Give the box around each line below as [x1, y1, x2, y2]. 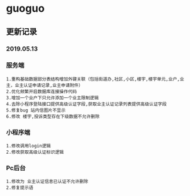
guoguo [6, 2, 45, 15]
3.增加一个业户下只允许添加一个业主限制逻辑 [6, 94, 99, 101]
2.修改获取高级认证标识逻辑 [6, 149, 65, 156]
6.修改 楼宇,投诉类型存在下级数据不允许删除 [6, 113, 100, 119]
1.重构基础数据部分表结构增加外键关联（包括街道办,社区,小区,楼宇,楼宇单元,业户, [6, 76, 180, 82]
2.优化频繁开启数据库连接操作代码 [6, 89, 77, 94]
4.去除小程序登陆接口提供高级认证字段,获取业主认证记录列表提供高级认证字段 [6, 101, 167, 107]
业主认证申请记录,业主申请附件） [14, 82, 83, 88]
